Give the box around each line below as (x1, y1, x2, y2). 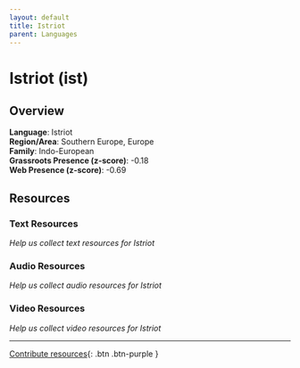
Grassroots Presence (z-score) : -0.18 (9, 155, 149, 166)
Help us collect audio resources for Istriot (9, 280, 162, 290)
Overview (9, 103, 65, 119)
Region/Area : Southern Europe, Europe (9, 136, 154, 147)
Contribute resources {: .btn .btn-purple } (9, 348, 159, 359)
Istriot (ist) (9, 68, 89, 88)
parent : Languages (9, 29, 78, 38)
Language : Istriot (9, 127, 73, 138)
